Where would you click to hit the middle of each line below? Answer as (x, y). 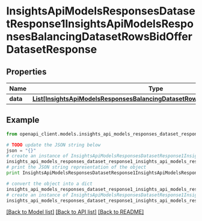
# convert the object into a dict (50, 184)
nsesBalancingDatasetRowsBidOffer (99, 37)
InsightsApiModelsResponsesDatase (101, 11)
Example (23, 120)
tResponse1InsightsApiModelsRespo (100, 24)
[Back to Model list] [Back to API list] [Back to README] (75, 212)
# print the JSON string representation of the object (76, 167)
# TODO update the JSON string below (54, 145)
